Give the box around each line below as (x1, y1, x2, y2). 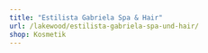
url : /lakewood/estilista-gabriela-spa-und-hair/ (9, 22, 200, 31)
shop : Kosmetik (9, 30, 67, 39)
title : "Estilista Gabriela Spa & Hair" (9, 13, 164, 22)
